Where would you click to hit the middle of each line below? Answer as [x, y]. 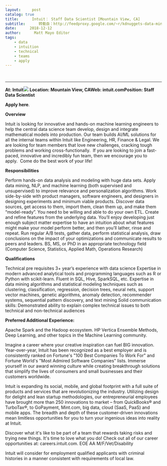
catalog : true [20, 14]
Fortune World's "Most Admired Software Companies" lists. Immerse [76, 361]
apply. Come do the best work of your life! [49, 161]
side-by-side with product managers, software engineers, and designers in [82, 196]
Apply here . [17, 105]
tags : [11, 38]
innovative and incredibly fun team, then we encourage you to [84, 156]
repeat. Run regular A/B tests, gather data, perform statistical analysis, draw [83, 233]
